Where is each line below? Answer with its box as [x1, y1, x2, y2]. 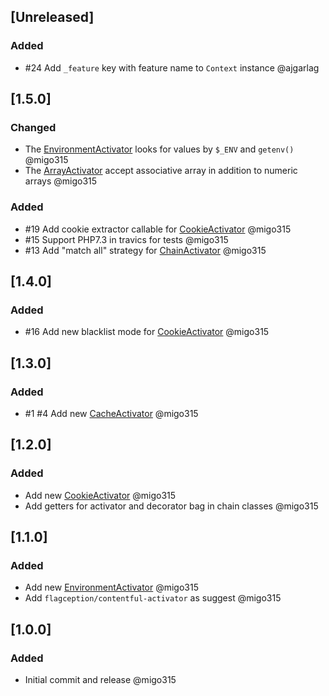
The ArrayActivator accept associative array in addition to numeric [24, 165, 298, 177]
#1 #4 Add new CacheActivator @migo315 [24, 408, 199, 420]
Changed [10, 121, 57, 134]
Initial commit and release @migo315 [24, 674, 177, 686]
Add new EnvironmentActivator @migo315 [24, 581, 199, 594]
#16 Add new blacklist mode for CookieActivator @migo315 [24, 326, 270, 338]
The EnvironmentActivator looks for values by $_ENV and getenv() [24, 143, 295, 155]
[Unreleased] [10, 9, 95, 26]
